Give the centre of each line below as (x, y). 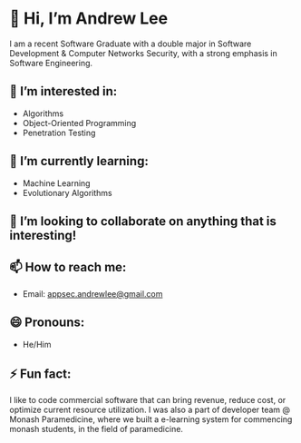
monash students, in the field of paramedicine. (97, 429)
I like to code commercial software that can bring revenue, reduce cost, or (148, 400)
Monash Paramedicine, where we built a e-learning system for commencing (151, 419)
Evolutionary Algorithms (68, 192)
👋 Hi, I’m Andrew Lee (89, 19)
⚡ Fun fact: (40, 374)
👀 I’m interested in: (63, 91)
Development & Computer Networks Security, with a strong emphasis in (144, 53)
